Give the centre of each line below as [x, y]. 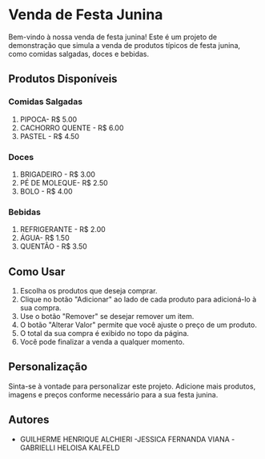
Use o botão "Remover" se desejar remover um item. [107, 317]
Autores [29, 420]
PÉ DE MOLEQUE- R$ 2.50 [64, 182]
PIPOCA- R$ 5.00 [48, 119]
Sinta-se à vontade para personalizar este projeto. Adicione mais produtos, [132, 386]
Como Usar [37, 271]
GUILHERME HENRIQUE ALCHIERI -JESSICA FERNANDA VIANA [124, 439]
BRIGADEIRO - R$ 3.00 [58, 174]
